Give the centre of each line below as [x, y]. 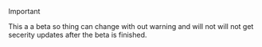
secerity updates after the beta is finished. [78, 35]
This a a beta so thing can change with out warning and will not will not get [131, 26]
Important [24, 11]
